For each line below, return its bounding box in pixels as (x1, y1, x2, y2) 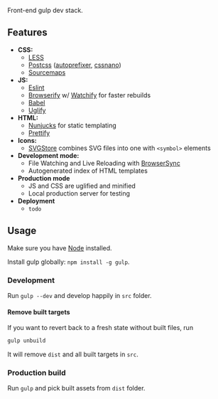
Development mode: (17, 151, 80, 159)
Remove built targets (7, 307, 70, 316)
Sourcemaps (28, 68, 66, 77)
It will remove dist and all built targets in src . (7, 350, 138, 358)
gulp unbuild (7, 337, 46, 344)
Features (7, 26, 48, 38)
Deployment (17, 196, 55, 205)
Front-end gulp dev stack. (7, 6, 83, 14)
